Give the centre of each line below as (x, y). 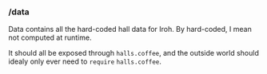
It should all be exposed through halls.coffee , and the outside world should (134, 53)
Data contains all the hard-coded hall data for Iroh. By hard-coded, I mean (130, 29)
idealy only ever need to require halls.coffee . (85, 61)
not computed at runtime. (50, 37)
